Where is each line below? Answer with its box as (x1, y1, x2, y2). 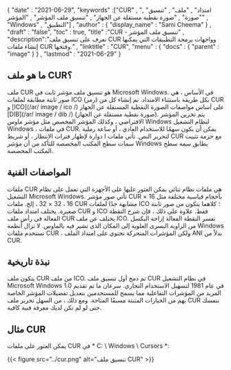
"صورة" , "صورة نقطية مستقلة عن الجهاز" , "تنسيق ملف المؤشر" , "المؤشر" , (7, 13, 209, 21)
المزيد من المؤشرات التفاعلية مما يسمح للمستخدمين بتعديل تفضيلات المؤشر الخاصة (7, 289, 222, 297)
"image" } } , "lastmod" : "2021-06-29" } (7, 50, 121, 58)
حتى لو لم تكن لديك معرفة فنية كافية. (7, 303, 102, 312)
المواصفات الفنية (7, 167, 71, 178)
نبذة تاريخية (7, 256, 50, 268)
